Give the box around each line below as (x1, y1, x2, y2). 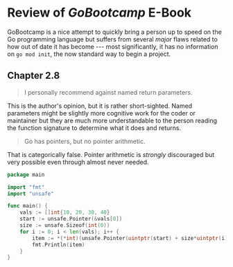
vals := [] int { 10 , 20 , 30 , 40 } (19, 209, 110, 216)
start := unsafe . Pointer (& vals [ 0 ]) (19, 216, 123, 223)
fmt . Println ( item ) (32, 241, 85, 248)
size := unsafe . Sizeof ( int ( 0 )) (19, 222, 110, 229)
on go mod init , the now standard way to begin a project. (7, 50, 171, 58)
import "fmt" (7, 183, 45, 191)
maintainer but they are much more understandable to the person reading (7, 116, 217, 125)
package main (7, 171, 45, 178)
